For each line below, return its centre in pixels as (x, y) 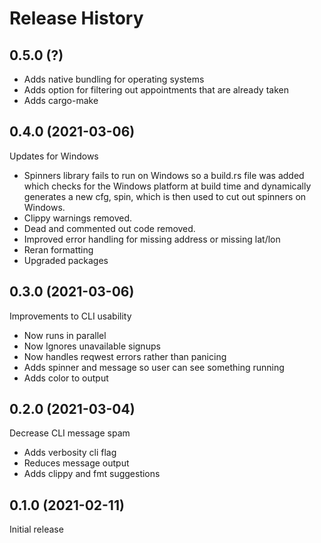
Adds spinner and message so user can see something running (154, 367)
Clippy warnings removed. (78, 218)
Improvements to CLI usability (70, 316)
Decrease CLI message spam (70, 433)
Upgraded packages (66, 260)
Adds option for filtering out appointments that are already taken (156, 90)
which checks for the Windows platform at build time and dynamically (167, 186)
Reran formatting (58, 249)
